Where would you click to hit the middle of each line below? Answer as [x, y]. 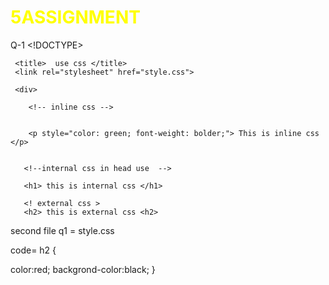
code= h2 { [33, 250]
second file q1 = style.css [62, 230]
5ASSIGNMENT [75, 17]
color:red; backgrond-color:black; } [83, 269]
